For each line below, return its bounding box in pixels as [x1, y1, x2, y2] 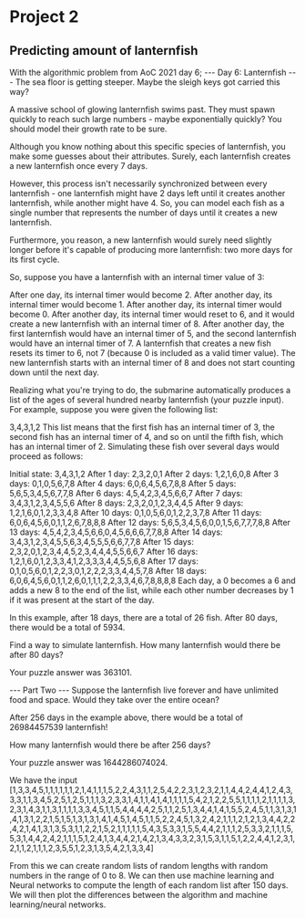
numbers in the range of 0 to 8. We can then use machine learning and [9, 870, 275, 881]
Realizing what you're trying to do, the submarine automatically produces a [9, 385, 291, 395]
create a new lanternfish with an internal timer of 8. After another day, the [9, 319, 285, 329]
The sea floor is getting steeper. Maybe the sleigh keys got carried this [15, 77, 280, 88]
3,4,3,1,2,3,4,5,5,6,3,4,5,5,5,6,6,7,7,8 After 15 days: [9, 537, 194, 547]
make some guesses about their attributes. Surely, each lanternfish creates [9, 151, 291, 162]
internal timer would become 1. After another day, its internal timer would [9, 299, 282, 309]
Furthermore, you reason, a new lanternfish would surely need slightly [9, 235, 272, 245]
